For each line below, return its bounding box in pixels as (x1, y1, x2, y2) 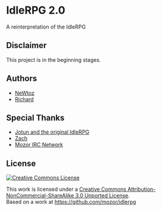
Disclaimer (6, 40, 47, 51)
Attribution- (127, 185, 156, 193)
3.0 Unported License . (75, 192, 130, 199)
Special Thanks (6, 112, 65, 122)
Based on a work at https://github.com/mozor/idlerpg (6, 199, 136, 206)
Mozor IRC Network (14, 141, 63, 149)
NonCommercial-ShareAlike (6, 192, 74, 199)
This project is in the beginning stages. (6, 56, 101, 63)
